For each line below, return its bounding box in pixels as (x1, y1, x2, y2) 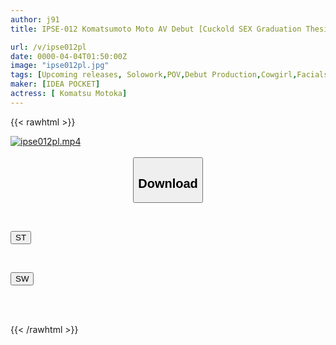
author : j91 (10, 14, 60, 25)
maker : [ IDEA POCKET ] (10, 79, 101, 90)
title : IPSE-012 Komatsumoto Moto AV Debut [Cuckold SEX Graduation (10, 24, 302, 34)
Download (138, 176, 198, 191)
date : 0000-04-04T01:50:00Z (10, 51, 128, 61)
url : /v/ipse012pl (10, 42, 87, 52)
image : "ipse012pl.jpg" (10, 61, 110, 71)
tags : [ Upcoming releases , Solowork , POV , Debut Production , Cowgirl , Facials (10, 70, 329, 80)
